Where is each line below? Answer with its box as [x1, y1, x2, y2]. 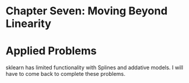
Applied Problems [5, 44, 97, 58]
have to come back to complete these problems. [5, 70, 126, 78]
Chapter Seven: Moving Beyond [5, 4, 168, 18]
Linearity [5, 17, 52, 30]
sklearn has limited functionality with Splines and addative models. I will [5, 64, 184, 71]
